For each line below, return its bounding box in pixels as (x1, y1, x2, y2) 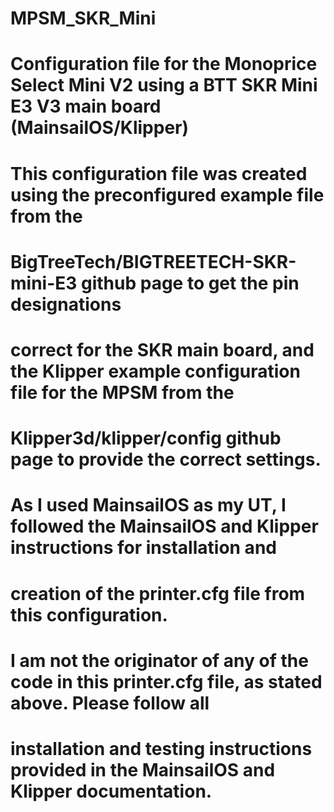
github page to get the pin (80, 272, 300, 294)
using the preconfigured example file (10, 183, 325, 206)
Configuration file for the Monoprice (10, 53, 318, 76)
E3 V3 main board (10, 95, 162, 118)
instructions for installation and (10, 537, 277, 559)
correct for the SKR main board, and (10, 338, 315, 361)
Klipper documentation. (10, 780, 213, 802)
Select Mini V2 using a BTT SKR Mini (10, 74, 318, 97)
